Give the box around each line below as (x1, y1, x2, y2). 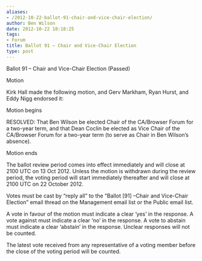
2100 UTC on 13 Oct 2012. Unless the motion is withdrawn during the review (6, 167, 196, 174)
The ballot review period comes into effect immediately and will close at (6, 161, 186, 168)
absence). (6, 137, 31, 145)
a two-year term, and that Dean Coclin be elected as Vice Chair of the (6, 125, 180, 132)
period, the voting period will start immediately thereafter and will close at (6, 174, 190, 181)
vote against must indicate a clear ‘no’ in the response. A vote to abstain (6, 216, 186, 224)
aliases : (6, 8, 28, 15)
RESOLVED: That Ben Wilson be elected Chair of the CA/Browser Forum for (6, 118, 194, 125)
